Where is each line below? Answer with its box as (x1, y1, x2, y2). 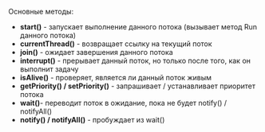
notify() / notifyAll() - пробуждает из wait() (19, 115, 165, 124)
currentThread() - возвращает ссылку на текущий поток (19, 39, 213, 49)
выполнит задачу (19, 64, 79, 74)
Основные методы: (8, 7, 74, 16)
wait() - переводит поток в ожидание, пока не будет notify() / (19, 99, 227, 107)
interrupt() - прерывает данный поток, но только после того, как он (19, 56, 251, 65)
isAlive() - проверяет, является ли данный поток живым (19, 73, 212, 82)
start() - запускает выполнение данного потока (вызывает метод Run (19, 22, 258, 31)
